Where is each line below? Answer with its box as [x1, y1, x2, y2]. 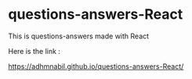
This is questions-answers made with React [8, 31, 150, 41]
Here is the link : [8, 46, 61, 56]
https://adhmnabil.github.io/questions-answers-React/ [8, 61, 184, 71]
